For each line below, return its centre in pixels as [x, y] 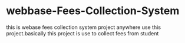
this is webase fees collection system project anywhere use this [83, 27]
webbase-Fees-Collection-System [93, 11]
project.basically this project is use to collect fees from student [82, 33]
